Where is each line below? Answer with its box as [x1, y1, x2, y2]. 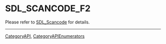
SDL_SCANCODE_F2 [5, 3, 91, 14]
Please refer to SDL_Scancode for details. [5, 19, 90, 25]
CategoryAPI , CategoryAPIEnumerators [5, 33, 85, 39]
